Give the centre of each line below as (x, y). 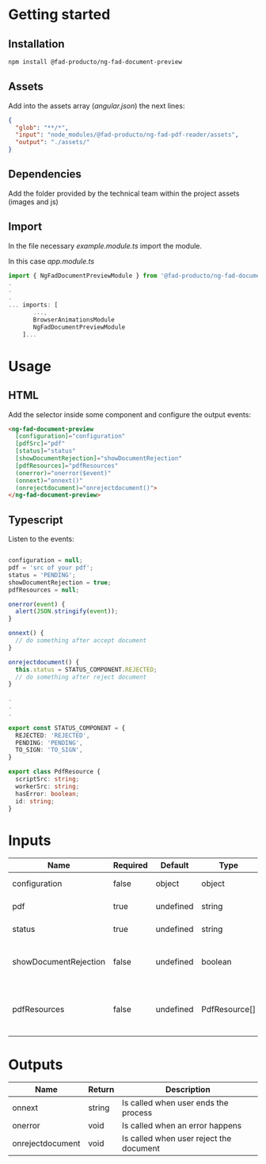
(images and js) (34, 202)
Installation (36, 44)
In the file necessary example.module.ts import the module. (105, 245)
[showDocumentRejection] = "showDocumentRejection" (99, 458)
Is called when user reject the (177, 1139)
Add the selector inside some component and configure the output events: (130, 414)
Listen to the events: (42, 539)
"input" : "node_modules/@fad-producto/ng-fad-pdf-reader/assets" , (127, 135)
